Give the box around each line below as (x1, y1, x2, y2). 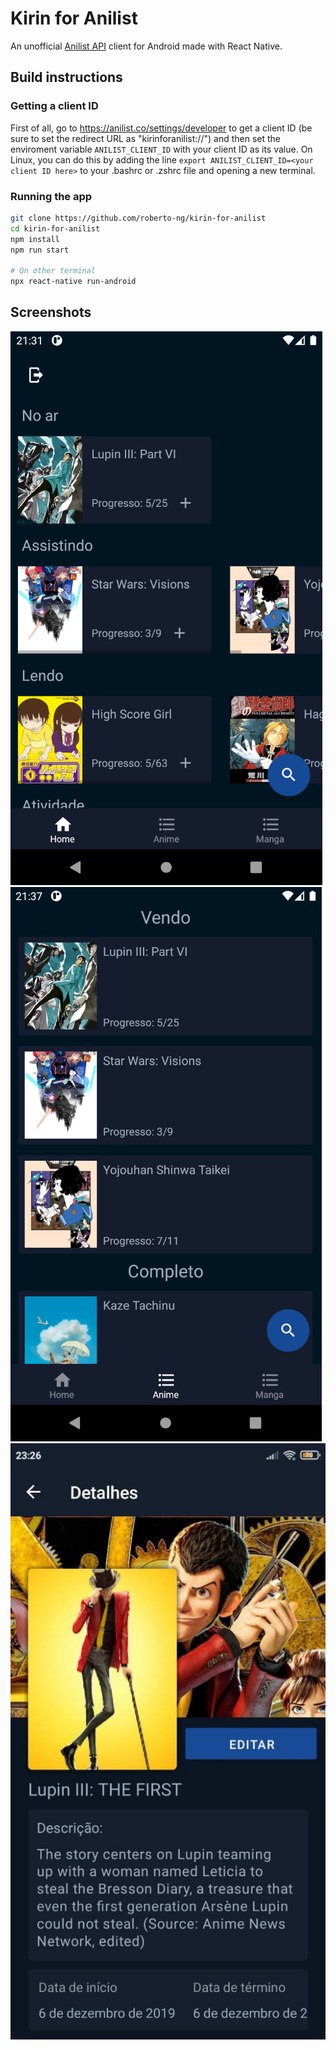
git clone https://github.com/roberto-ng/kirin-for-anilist (10, 213, 267, 223)
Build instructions (10, 69, 123, 86)
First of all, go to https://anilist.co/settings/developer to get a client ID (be (10, 122, 313, 134)
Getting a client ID (10, 99, 99, 113)
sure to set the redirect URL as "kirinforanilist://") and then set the (10, 132, 281, 144)
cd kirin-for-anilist (10, 223, 101, 234)
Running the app (10, 189, 93, 203)
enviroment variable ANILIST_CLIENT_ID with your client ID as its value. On (10, 143, 313, 155)
